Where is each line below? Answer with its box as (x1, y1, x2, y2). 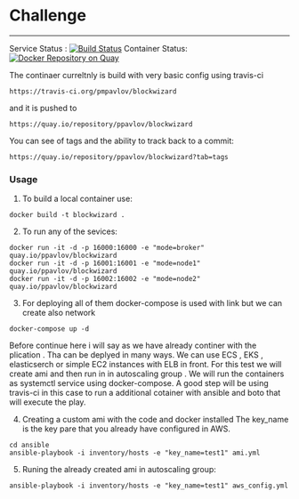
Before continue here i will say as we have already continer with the (9, 340, 257, 351)
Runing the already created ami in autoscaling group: (21, 464, 216, 475)
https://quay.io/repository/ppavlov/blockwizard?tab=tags (9, 152, 229, 161)
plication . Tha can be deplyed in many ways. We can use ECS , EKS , (9, 350, 264, 360)
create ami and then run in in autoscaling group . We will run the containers (9, 368, 285, 379)
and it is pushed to (9, 102, 77, 113)
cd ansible (9, 441, 50, 450)
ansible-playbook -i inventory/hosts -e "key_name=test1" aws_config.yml (9, 481, 289, 490)
